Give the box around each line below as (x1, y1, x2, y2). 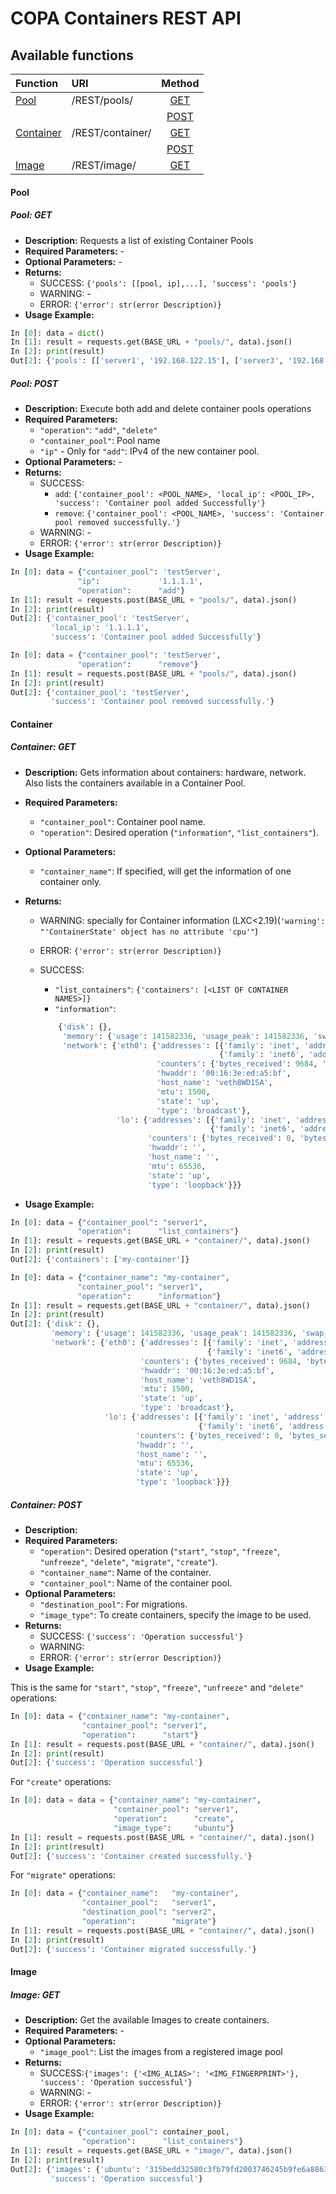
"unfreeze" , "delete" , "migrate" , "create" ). (39, 1556, 218, 1568)
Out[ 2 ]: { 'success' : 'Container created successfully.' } (10, 1851, 253, 1861)
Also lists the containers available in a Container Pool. (24, 777, 246, 789)
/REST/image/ (71, 158, 137, 172)
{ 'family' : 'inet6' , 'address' (198, 1421, 329, 1431)
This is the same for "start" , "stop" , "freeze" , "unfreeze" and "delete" (10, 1682, 305, 1694)
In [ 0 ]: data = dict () (10, 328, 105, 338)
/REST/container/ (71, 126, 152, 139)
